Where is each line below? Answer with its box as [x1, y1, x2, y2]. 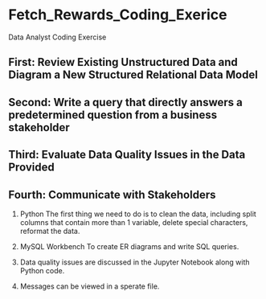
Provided [8, 161, 55, 174]
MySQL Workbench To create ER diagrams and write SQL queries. [19, 241, 239, 251]
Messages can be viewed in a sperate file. [19, 281, 160, 291]
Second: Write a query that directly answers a [8, 95, 243, 109]
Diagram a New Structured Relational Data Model [8, 68, 259, 82]
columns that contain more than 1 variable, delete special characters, [19, 217, 248, 227]
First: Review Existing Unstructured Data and [8, 55, 239, 69]
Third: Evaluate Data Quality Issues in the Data [8, 148, 246, 162]
